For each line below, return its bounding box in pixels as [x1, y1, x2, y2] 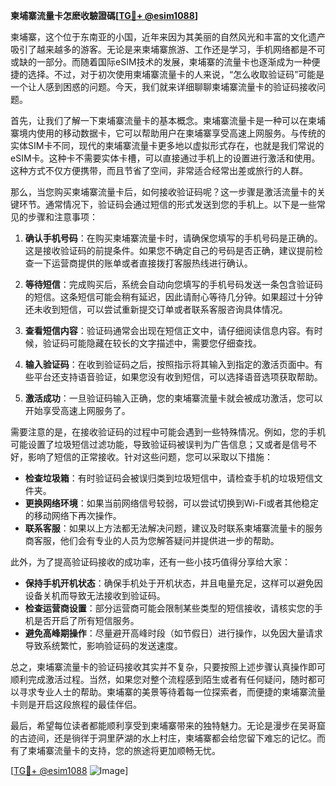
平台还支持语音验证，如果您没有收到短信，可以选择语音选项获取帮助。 [33, 371, 323, 383]
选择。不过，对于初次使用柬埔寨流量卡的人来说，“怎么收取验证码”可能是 [27, 69, 325, 80]
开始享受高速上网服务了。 [24, 405, 131, 416]
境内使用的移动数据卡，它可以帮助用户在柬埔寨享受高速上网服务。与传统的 [18, 127, 326, 139]
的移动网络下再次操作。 [24, 510, 122, 521]
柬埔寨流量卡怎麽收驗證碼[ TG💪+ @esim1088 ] [10, 10, 199, 21]
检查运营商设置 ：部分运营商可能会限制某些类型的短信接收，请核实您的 [24, 602, 315, 614]
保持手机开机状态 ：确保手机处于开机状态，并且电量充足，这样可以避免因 [24, 577, 323, 589]
